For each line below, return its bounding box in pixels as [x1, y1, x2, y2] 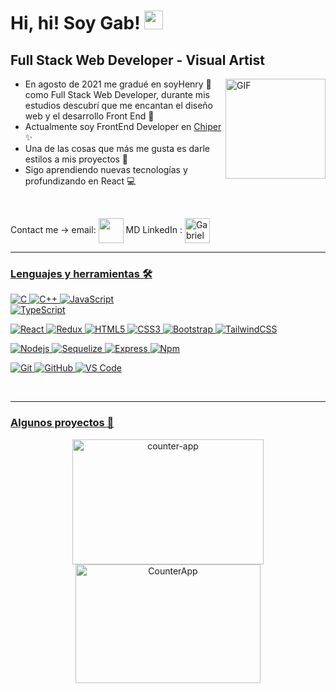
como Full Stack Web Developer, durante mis [24, 89, 210, 100]
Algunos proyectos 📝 [10, 416, 115, 430]
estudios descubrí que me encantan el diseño [24, 100, 214, 111]
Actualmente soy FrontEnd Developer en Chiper [24, 121, 222, 132]
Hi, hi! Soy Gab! [10, 12, 141, 35]
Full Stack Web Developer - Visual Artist [10, 51, 265, 69]
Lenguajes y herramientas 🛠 [10, 266, 153, 280]
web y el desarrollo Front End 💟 [24, 110, 155, 122]
